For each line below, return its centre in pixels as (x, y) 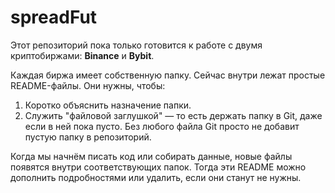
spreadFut (54, 17)
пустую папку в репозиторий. (88, 137)
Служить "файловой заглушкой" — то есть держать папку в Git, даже (173, 115)
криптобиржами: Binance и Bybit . (82, 55)
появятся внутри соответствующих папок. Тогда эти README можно (158, 167)
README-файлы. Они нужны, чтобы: (88, 85)
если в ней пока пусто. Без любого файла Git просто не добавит (162, 126)
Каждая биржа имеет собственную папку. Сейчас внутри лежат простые (168, 75)
